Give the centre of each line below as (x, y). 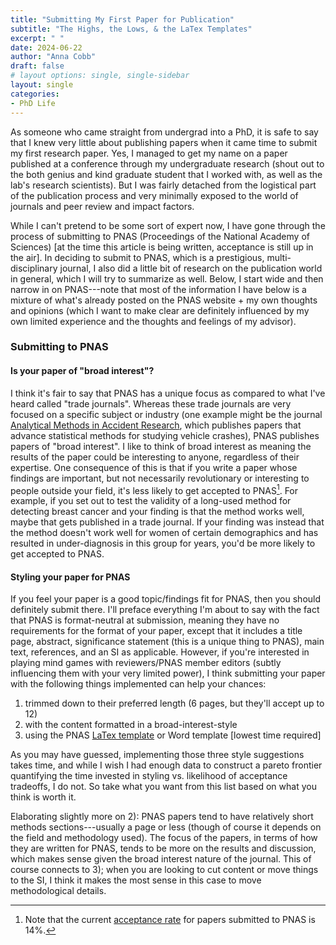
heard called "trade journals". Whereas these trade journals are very (151, 403)
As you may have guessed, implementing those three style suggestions (157, 755)
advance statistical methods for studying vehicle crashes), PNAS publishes (165, 435)
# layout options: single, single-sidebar (100, 76)
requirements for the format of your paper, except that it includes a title (156, 631)
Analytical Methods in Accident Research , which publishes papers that (156, 425)
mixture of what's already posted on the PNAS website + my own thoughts (164, 300)
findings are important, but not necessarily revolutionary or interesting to (160, 478)
